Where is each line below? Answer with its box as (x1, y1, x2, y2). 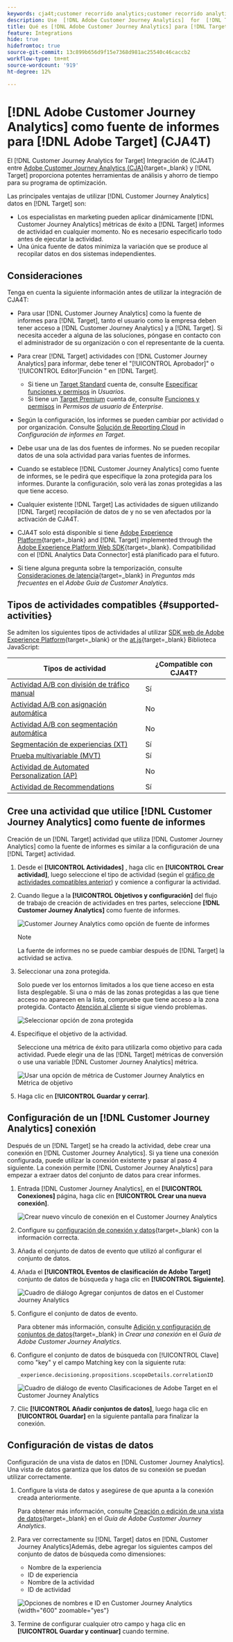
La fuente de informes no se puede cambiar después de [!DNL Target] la (17, 946, 225, 955)
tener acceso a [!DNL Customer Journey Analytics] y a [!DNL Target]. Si (17, 324, 223, 332)
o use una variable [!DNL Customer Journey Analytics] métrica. (17, 1057, 199, 1066)
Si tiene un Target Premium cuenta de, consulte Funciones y (27, 395, 200, 403)
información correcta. (17, 1233, 80, 1242)
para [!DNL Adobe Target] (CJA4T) (7, 133, 212, 149)
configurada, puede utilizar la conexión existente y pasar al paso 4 (7, 1156, 198, 1164)
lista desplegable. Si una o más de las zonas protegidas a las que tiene (17, 988, 220, 996)
